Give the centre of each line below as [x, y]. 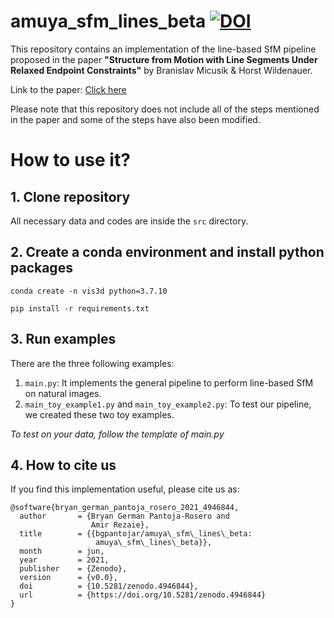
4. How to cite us [63, 465]
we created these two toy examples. [99, 414]
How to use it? [70, 160]
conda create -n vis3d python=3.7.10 [89, 291]
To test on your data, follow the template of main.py [117, 434]
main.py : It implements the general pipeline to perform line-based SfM [169, 382]
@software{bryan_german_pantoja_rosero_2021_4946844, [125, 508]
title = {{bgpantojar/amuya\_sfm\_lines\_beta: [136, 534]
